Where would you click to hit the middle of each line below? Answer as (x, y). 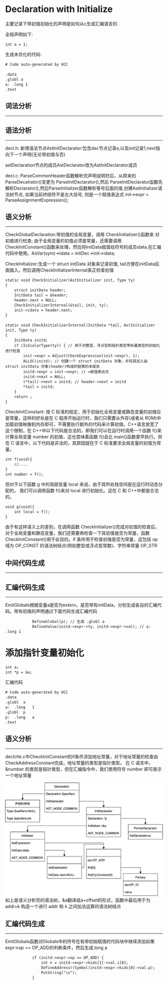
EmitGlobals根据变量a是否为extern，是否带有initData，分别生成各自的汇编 (81, 605)
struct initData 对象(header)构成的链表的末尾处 (52, 367)
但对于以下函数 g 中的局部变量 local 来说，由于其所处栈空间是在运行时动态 (82, 484)
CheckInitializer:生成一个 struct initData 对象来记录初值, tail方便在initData (80, 264)
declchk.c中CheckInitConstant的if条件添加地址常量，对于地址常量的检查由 (82, 756)
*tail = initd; (39, 387)
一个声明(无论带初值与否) (40, 154)
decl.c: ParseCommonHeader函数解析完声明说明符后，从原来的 (71, 176)
